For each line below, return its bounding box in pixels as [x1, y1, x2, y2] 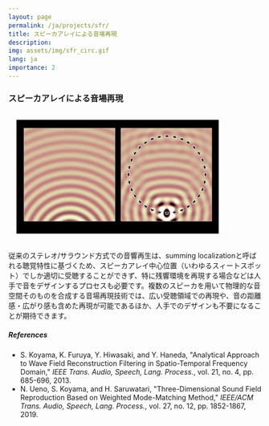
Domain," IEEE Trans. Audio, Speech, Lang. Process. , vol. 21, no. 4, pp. [19, 367, 255, 377]
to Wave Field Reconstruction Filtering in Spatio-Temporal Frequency [19, 359, 248, 368]
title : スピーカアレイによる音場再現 [8, 30, 118, 38]
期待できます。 [22, 311, 71, 321]
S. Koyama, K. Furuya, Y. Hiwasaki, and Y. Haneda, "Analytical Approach [19, 350, 259, 360]
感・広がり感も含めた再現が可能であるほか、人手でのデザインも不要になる [8, 301, 255, 310]
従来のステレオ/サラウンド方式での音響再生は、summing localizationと [8, 251, 243, 261]
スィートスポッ [211, 261, 262, 270]
